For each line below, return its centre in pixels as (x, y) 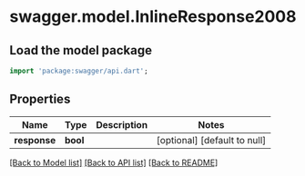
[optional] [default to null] (211, 140)
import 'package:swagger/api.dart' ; (79, 71)
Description (122, 124)
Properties (40, 99)
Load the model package (81, 50)
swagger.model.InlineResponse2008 (153, 17)
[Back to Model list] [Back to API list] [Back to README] (114, 162)
